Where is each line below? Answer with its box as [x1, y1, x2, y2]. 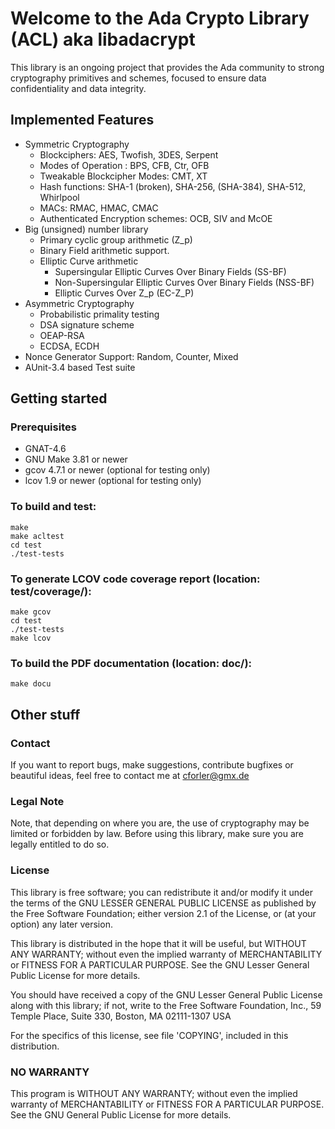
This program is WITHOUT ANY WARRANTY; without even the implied [10, 1087, 298, 1099]
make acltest [10, 531, 65, 541]
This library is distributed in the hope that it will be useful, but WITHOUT [10, 937, 307, 949]
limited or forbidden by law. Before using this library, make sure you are [10, 828, 304, 840]
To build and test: [10, 500, 97, 514]
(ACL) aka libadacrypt [10, 28, 196, 51]
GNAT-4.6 [24, 443, 67, 455]
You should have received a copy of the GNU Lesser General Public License [10, 988, 323, 1001]
